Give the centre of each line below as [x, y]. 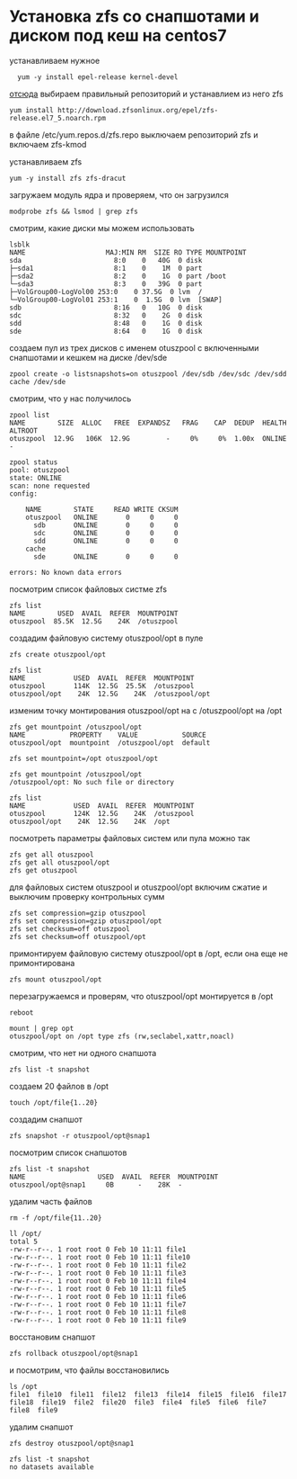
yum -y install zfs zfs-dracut [68, 178]
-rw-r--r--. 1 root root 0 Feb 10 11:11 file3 [98, 1273]
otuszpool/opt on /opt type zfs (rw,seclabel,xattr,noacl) [122, 1036]
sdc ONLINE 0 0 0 [105, 533]
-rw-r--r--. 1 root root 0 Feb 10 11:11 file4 [98, 1281]
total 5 [24, 1241]
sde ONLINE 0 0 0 [105, 556]
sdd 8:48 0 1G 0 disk [106, 323]
